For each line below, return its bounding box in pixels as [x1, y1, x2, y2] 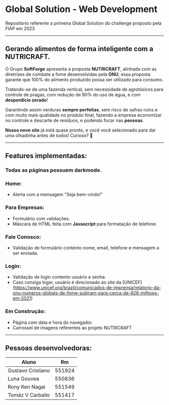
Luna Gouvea [8, 375, 39, 382]
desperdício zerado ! [5, 97, 48, 103]
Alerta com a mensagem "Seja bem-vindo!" [12, 192, 103, 198]
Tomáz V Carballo [8, 391, 50, 398]
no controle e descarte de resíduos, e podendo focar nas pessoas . [5, 117, 144, 123]
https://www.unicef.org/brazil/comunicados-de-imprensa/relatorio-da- [14, 285, 161, 291]
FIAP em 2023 [5, 25, 35, 31]
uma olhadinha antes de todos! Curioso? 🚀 [5, 132, 93, 139]
